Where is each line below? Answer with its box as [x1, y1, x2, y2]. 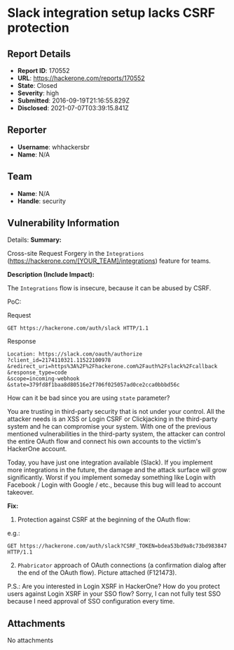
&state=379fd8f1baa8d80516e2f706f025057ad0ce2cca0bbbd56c [7, 382, 180, 389]
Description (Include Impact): [7, 271, 95, 279]
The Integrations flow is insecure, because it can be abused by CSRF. [7, 284, 212, 292]
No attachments [7, 636, 54, 644]
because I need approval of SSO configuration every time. [7, 597, 175, 606]
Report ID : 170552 [17, 67, 70, 74]
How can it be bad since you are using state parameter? [7, 394, 170, 402]
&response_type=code [7, 369, 68, 377]
